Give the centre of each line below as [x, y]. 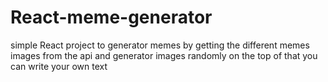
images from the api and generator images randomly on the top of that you [164, 55]
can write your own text [59, 66]
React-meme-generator [111, 17]
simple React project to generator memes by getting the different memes [160, 45]
